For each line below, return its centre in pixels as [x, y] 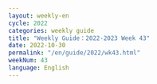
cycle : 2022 [28, 23]
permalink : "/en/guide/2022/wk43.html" [75, 53]
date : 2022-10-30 [37, 46]
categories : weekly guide [51, 30]
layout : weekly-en [39, 16]
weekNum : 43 [28, 61]
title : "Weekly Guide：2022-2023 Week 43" [79, 38]
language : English [39, 68]
